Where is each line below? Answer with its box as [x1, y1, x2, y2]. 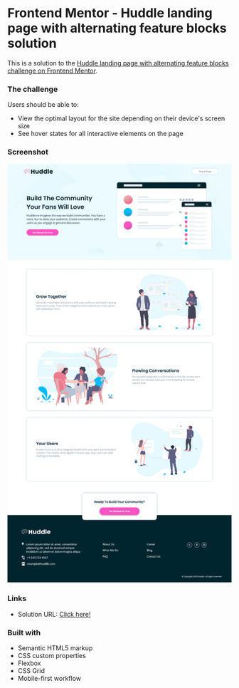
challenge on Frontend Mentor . [7, 66, 97, 75]
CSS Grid [17, 666, 45, 674]
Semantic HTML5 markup [17, 643, 93, 652]
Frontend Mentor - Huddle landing [7, 5, 213, 21]
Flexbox [17, 659, 41, 667]
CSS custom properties [17, 651, 87, 660]
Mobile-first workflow [17, 674, 82, 682]
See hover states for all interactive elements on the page [17, 130, 184, 138]
